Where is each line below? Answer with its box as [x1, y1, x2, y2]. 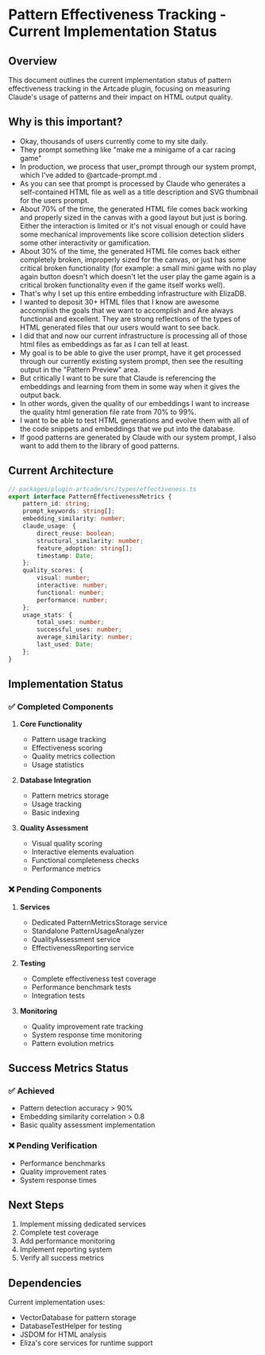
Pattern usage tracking [31, 735, 107, 744]
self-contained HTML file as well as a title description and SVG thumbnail [19, 187, 259, 197]
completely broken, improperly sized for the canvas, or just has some [19, 255, 247, 264]
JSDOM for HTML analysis [19, 1330, 107, 1339]
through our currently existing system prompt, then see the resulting [19, 356, 244, 365]
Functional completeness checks [31, 856, 140, 865]
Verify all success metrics [19, 1253, 105, 1263]
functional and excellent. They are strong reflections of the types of [19, 314, 241, 323]
